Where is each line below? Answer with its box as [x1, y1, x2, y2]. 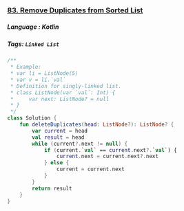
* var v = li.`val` [10, 76, 67, 83]
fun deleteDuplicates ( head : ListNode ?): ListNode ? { [19, 121, 174, 129]
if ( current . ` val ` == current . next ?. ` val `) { [43, 146, 177, 153]
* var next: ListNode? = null [10, 96, 110, 102]
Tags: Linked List [7, 40, 60, 48]
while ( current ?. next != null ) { [32, 140, 128, 147]
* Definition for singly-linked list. [10, 82, 122, 89]
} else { [43, 159, 70, 166]
